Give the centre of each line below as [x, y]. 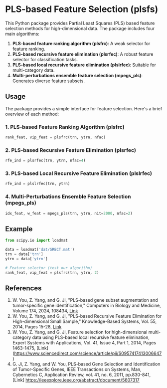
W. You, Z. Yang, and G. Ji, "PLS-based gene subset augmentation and [85, 300]
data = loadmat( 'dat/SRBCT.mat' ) [40, 250]
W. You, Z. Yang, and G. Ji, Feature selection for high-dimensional [80, 332]
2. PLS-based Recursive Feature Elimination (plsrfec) [71, 150]
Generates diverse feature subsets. [48, 81]
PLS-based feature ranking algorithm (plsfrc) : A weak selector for [81, 43]
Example [19, 229]
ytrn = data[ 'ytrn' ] [27, 259]
